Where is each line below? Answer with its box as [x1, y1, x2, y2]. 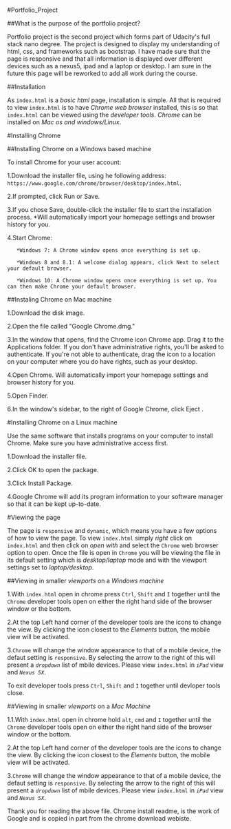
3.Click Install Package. [7, 479, 74, 487]
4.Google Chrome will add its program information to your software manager [7, 493, 223, 500]
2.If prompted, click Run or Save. [7, 193, 100, 200]
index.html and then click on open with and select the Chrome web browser [7, 541, 219, 549]
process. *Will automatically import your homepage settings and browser [7, 213, 215, 221]
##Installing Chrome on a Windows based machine [7, 145, 152, 153]
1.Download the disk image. [7, 309, 85, 317]
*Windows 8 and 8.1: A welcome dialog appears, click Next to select [16, 259, 220, 266]
